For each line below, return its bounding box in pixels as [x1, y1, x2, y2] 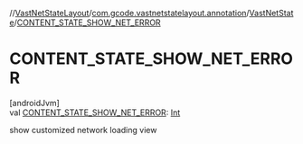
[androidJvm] [9, 97, 61, 108]
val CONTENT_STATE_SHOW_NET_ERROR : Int [9, 107, 181, 118]
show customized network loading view [9, 124, 157, 135]
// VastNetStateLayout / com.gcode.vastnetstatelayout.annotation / [9, 8, 251, 18]
